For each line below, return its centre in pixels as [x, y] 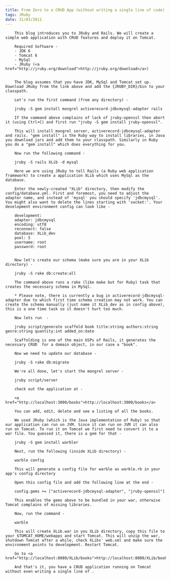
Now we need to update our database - [55, 354]
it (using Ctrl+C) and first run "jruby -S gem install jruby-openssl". [84, 123]
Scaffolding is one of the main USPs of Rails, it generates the [85, 340]
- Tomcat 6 [26, 56]
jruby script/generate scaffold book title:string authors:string [86, 327]
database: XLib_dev [35, 234]
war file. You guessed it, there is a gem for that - [64, 434]
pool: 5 [22, 238]
